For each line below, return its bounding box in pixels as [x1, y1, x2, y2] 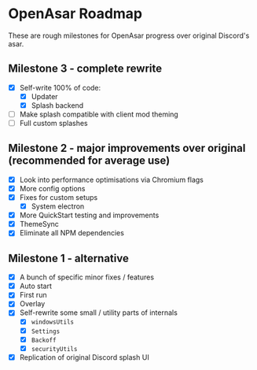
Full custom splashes [19, 119, 88, 128]
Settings [31, 327, 61, 335]
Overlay [19, 299, 46, 309]
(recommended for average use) [8, 154, 171, 168]
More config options [19, 183, 86, 193]
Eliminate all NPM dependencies [19, 228, 124, 238]
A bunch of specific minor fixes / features [19, 272, 155, 282]
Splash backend [31, 100, 84, 110]
